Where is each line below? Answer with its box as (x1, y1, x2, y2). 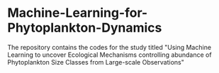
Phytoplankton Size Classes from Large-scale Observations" (7, 58, 184, 66)
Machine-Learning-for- (7, 5, 148, 21)
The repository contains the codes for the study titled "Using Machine (7, 43, 211, 51)
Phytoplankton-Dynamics (7, 20, 162, 36)
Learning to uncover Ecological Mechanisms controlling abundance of (7, 51, 212, 59)
